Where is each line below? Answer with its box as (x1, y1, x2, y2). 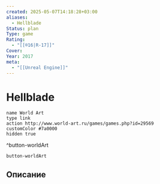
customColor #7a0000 (6, 126, 58, 132)
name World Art (6, 110, 44, 116)
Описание (6, 169, 46, 180)
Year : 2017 (6, 53, 34, 59)
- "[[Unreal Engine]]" (11, 64, 68, 71)
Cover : (6, 48, 23, 54)
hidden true (6, 131, 36, 137)
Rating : (6, 37, 26, 43)
